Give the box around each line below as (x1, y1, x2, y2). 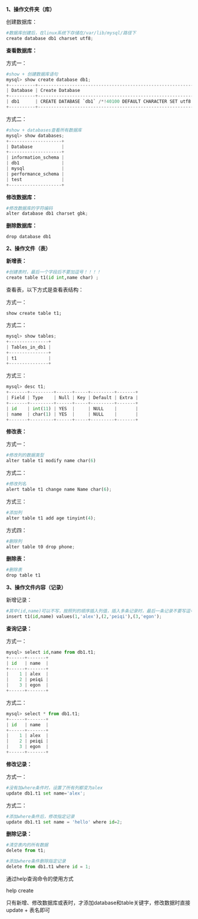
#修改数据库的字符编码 (6, 205, 53, 211)
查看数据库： (6, 47, 37, 54)
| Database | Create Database (6, 88, 81, 94)
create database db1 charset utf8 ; (6, 35, 94, 41)
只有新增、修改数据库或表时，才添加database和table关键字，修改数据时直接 (6, 899, 190, 906)
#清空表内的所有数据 (6, 842, 49, 848)
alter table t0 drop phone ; (6, 544, 75, 550)
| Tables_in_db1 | (6, 344, 51, 350)
